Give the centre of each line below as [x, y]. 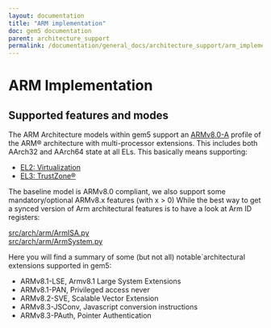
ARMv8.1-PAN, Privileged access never [85, 290]
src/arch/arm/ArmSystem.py [56, 242]
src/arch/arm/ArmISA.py [49, 233]
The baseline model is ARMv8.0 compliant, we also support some [117, 192]
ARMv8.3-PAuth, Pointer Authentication [85, 316]
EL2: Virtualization [50, 168]
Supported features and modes [89, 115]
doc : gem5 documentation [50, 31]
